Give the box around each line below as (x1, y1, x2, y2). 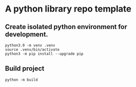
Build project (5, 64, 45, 73)
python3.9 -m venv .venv (5, 43, 55, 48)
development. (5, 30, 49, 38)
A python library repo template (5, 3, 132, 14)
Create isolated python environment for (5, 23, 127, 31)
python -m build (5, 77, 38, 82)
